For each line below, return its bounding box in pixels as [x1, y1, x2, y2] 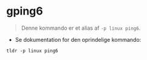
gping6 [6, 4, 44, 18]
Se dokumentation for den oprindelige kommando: [15, 36, 142, 43]
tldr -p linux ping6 [6, 47, 59, 54]
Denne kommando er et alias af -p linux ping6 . [21, 24, 141, 32]
